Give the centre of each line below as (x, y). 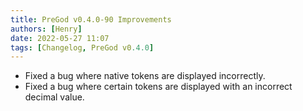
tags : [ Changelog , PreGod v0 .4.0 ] (82, 47)
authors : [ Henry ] (46, 29)
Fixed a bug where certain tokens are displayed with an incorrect (158, 87)
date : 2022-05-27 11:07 (60, 38)
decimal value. (54, 97)
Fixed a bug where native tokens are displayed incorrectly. (145, 76)
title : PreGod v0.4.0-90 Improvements (91, 19)
